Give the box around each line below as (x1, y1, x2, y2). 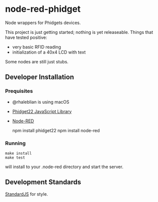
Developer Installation (5, 73, 74, 82)
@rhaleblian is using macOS (12, 99, 70, 105)
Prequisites (5, 87, 33, 94)
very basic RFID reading (12, 44, 62, 50)
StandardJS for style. (5, 191, 48, 197)
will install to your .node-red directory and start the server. (5, 164, 124, 170)
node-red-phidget (5, 3, 81, 15)
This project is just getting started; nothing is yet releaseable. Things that (5, 29, 154, 35)
